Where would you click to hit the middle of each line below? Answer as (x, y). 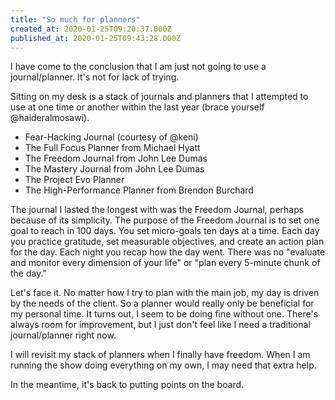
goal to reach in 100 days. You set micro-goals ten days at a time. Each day (165, 231)
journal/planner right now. (63, 335)
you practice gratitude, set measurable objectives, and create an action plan (167, 242)
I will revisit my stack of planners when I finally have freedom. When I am (160, 355)
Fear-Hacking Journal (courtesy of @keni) (111, 137)
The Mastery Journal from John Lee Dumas (114, 169)
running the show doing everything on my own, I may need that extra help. (163, 365)
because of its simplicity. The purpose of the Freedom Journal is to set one (165, 220)
